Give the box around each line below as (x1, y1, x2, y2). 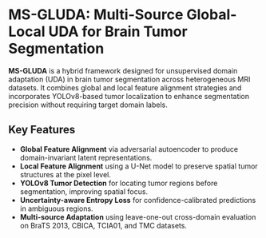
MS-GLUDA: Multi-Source (8, 6, 184, 24)
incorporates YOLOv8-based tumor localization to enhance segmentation (8, 91, 250, 101)
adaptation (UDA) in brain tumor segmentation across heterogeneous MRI (8, 74, 251, 84)
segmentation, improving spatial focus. (19, 186, 149, 196)
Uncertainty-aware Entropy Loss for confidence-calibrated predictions (19, 195, 256, 204)
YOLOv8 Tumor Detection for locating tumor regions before (19, 178, 218, 188)
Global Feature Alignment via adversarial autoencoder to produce (19, 144, 239, 153)
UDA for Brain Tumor (48, 22, 188, 41)
